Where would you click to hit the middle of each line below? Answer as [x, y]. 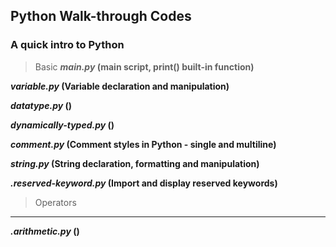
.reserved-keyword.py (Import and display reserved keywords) [144, 183]
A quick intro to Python [67, 45]
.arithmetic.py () [45, 231]
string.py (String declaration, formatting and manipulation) [135, 163]
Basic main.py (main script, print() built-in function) [144, 66]
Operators [55, 202]
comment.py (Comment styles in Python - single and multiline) [143, 144]
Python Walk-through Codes [101, 16]
